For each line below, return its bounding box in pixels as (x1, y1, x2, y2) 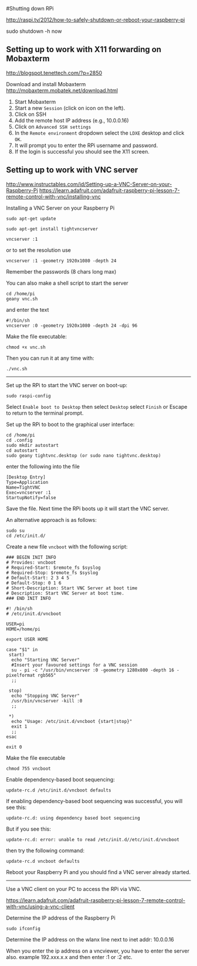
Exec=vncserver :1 (6, 489, 51, 496)
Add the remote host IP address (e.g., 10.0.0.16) (14, 117, 129, 124)
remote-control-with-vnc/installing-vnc (6, 193, 101, 200)
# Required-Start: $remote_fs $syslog (6, 565, 101, 571)
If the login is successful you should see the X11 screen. (14, 148, 150, 155)
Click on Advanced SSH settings (14, 123, 91, 130)
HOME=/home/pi (6, 626, 41, 632)
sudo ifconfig (6, 926, 41, 931)
